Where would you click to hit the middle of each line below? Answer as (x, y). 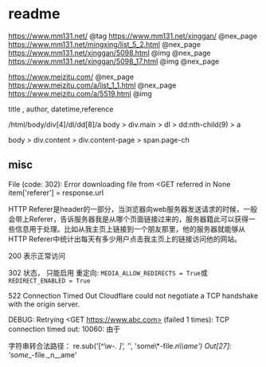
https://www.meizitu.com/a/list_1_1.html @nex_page (92, 85)
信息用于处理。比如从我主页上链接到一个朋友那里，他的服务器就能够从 (130, 228)
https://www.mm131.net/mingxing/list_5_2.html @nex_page (105, 44)
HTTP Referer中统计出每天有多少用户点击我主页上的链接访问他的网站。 (125, 239)
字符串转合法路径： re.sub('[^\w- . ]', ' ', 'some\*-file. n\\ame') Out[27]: (120, 346)
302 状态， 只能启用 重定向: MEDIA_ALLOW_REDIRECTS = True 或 (108, 272)
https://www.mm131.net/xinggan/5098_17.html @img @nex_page (114, 61)
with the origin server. (44, 304)
